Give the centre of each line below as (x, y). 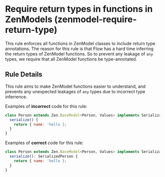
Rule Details (24, 75)
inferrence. (16, 97)
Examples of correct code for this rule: (44, 143)
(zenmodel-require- (96, 19)
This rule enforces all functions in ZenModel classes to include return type (80, 43)
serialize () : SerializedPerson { (44, 156)
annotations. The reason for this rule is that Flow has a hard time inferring (79, 49)
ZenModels (29, 19)
